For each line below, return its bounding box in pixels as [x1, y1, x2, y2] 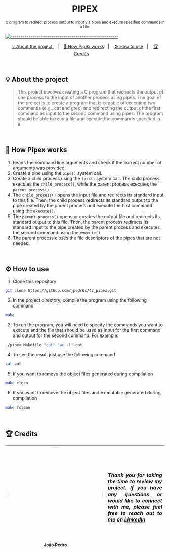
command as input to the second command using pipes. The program [17, 110, 163, 116]
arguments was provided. [12, 165, 66, 171]
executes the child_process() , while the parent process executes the [12, 181, 157, 187]
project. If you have [108, 484, 162, 492]
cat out [5, 361, 22, 366]
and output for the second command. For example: [12, 332, 119, 339]
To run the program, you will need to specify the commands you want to [12, 322, 163, 328]
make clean [5, 380, 28, 385]
